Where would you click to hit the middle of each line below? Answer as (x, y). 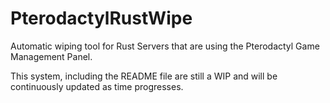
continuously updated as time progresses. (97, 86)
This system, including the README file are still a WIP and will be (144, 76)
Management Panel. (51, 56)
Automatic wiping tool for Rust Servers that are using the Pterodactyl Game (165, 46)
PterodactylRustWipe (101, 18)
